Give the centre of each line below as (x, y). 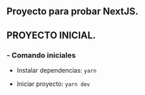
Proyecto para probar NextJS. (72, 12)
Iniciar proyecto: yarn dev (53, 84)
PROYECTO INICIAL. (51, 35)
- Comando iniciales (41, 55)
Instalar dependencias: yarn (56, 71)
